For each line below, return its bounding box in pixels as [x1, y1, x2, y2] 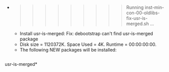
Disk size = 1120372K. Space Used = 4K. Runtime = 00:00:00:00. [19, 41, 157, 47]
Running [126, 5, 144, 10]
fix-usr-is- [126, 15, 148, 21]
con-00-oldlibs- [126, 10, 160, 16]
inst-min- [144, 5, 164, 10]
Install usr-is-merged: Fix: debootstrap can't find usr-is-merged [19, 31, 153, 36]
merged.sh [126, 20, 149, 27]
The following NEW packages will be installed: [19, 47, 117, 53]
